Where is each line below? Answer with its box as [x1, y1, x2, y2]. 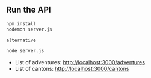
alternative [6, 37, 36, 43]
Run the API [6, 5, 51, 15]
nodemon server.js [6, 26, 52, 32]
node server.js [6, 48, 45, 54]
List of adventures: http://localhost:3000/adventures [14, 59, 146, 66]
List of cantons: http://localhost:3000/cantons [14, 65, 129, 73]
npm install [6, 20, 36, 26]
